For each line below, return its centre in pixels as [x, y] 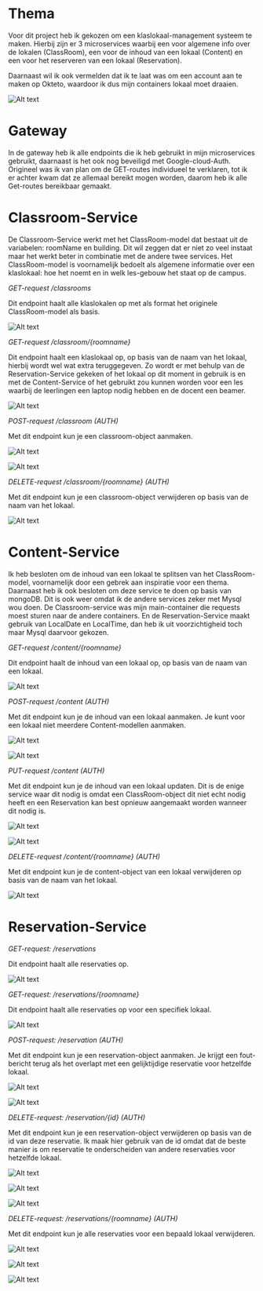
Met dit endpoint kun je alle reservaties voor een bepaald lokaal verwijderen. [132, 1234]
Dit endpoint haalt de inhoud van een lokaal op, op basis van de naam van [128, 662]
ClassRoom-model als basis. [54, 312]
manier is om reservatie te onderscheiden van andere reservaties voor [122, 1149]
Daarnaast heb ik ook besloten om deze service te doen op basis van [120, 590]
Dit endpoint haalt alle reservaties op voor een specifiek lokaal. [110, 1009]
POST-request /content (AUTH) [59, 701]
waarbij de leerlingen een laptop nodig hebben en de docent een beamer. [127, 390]
